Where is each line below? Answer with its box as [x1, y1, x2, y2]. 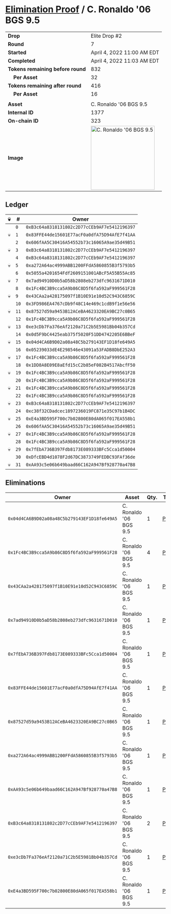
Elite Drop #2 [91, 32, 122, 39]
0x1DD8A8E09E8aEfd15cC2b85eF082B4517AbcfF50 [25, 362, 136, 368]
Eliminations [5, 479, 46, 487]
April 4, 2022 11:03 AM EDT [91, 57, 159, 64]
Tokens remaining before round [8, 65, 86, 73]
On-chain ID [8, 117, 39, 124]
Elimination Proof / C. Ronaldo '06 [5, 4, 151, 15]
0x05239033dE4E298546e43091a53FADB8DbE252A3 [25, 346, 136, 353]
